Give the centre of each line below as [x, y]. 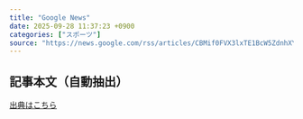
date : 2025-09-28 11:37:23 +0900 [72, 26]
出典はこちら [33, 105]
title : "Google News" [50, 18]
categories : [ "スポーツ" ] [55, 34]
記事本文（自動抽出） [69, 82]
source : [24, 43]
